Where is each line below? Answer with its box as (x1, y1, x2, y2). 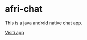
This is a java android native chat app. (5, 20, 83, 26)
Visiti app (5, 29, 24, 35)
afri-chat (5, 3, 43, 15)
